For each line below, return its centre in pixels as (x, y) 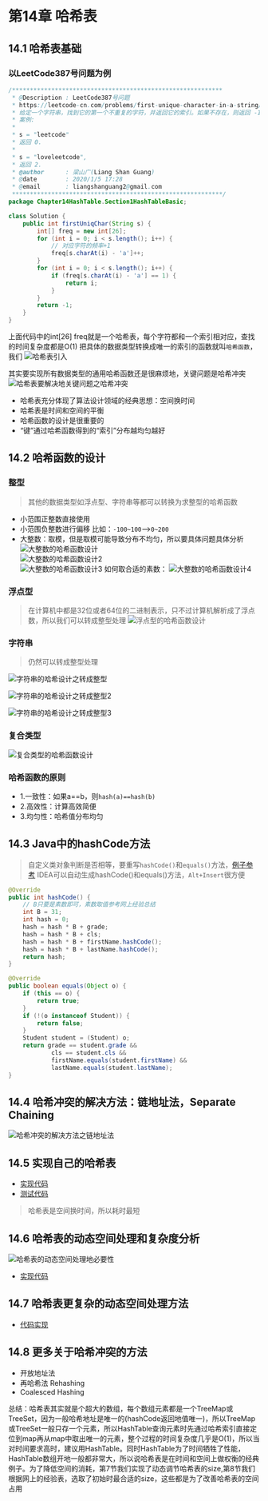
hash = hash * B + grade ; (66, 927)
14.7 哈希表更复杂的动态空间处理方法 (99, 1304)
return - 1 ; (55, 305)
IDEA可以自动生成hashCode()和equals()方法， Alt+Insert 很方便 (141, 874)
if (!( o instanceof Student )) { (76, 1016)
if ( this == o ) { (51, 994)
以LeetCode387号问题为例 (60, 73)
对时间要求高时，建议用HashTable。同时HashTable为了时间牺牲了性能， (126, 1448)
